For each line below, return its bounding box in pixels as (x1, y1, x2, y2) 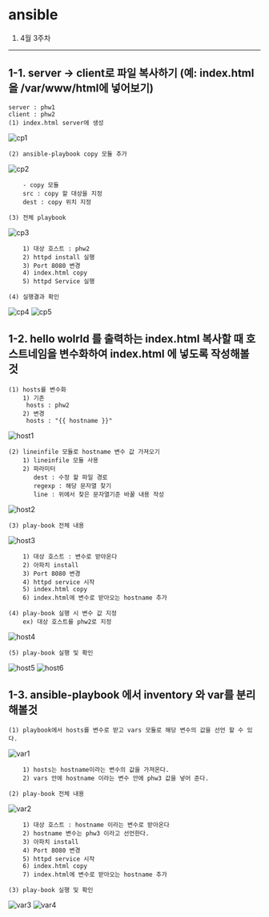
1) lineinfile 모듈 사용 (22, 456, 98, 465)
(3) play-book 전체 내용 (8, 521, 85, 530)
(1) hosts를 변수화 (8, 385, 66, 394)
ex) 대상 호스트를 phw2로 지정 (22, 618, 112, 626)
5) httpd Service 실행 (22, 277, 95, 286)
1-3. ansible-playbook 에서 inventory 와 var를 (8, 688, 235, 701)
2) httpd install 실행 (22, 253, 95, 262)
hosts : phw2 (26, 401, 70, 409)
